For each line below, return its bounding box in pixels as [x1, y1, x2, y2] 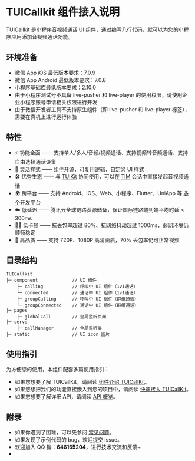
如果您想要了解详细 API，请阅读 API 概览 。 [14, 393, 119, 400]
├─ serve [6, 319, 28, 325]
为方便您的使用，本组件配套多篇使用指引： [6, 366, 110, 373]
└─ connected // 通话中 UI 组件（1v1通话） [16, 290, 138, 296]
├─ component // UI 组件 [6, 278, 97, 284]
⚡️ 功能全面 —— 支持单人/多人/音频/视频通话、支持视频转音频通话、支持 [14, 149, 189, 156]
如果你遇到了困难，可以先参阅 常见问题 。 [14, 429, 115, 436]
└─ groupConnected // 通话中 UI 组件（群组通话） [16, 302, 139, 308]
